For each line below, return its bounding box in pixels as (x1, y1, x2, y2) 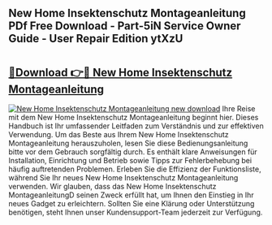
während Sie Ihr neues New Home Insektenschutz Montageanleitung (8, 173, 239, 182)
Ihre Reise (222, 104, 256, 113)
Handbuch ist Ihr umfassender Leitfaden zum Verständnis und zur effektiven (8, 121, 264, 131)
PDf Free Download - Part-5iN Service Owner (8, 19, 241, 33)
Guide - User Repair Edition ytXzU (8, 32, 183, 45)
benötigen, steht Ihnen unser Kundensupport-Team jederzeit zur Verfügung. (8, 207, 263, 217)
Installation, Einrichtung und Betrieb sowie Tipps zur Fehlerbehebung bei (8, 156, 253, 165)
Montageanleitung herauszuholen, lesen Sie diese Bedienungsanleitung (8, 138, 248, 148)
